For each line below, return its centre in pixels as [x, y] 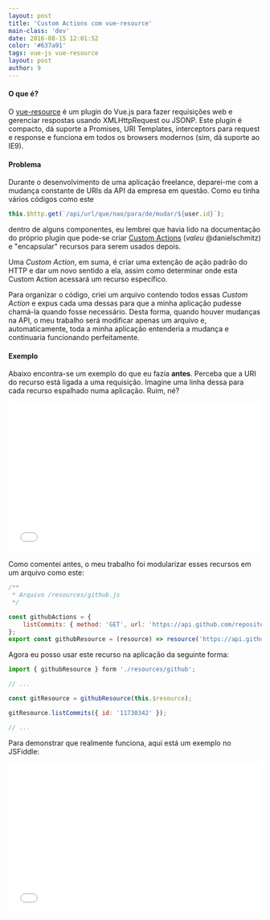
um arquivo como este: [46, 573]
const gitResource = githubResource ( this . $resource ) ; [100, 699]
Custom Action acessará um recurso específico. [88, 279]
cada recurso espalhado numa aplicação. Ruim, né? [94, 391]
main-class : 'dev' [39, 31]
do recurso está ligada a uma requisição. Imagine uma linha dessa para [126, 382]
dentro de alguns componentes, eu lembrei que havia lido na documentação [135, 229]
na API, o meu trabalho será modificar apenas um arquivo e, [108, 320]
